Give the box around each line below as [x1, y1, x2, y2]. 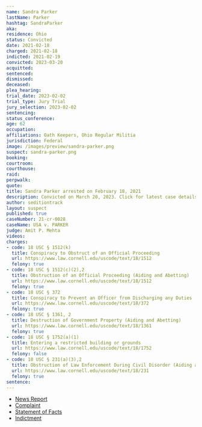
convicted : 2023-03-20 [6, 59, 63, 65]
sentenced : [6, 71, 34, 77]
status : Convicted [6, 37, 52, 43]
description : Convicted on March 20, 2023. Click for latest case [6, 194, 176, 200]
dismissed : [6, 76, 34, 82]
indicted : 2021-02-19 [6, 54, 61, 60]
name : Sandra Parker [6, 8, 58, 15]
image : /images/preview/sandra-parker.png [6, 143, 114, 150]
